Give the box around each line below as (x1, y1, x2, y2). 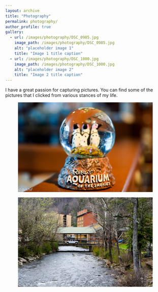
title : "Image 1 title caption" (14, 51, 83, 56)
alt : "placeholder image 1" (14, 46, 74, 51)
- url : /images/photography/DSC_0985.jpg (10, 35, 99, 40)
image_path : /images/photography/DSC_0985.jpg (14, 41, 115, 46)
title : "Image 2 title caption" (14, 72, 83, 78)
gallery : (5, 29, 24, 35)
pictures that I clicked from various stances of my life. (5, 92, 118, 98)
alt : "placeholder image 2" (14, 67, 74, 72)
